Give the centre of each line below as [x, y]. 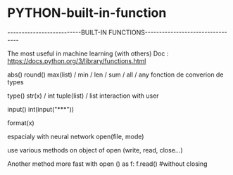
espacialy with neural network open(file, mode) [76, 136]
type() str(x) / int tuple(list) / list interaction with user [83, 96]
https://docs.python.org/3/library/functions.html [77, 60]
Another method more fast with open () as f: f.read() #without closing [107, 164]
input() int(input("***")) [41, 109]
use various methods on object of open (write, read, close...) [95, 150]
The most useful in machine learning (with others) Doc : [88, 53]
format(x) [21, 123]
